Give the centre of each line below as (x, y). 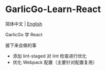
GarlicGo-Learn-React (53, 9)
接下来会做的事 (21, 45)
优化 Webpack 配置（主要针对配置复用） (55, 62)
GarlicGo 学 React (24, 34)
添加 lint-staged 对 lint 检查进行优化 (50, 56)
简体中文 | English (24, 24)
